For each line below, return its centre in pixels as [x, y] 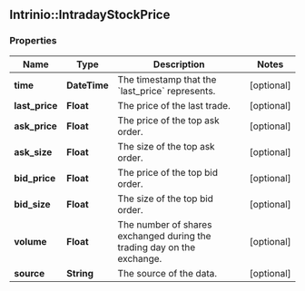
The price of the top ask [168, 120]
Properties [33, 41]
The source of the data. [167, 273]
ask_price [35, 126]
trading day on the [157, 247]
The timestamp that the [167, 79]
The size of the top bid [165, 199]
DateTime [88, 85]
